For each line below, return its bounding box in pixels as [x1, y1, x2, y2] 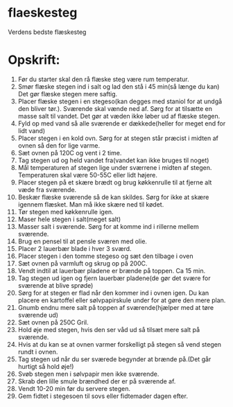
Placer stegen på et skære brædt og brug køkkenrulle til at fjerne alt [17, 178, 212, 187]
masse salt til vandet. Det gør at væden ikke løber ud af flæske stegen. [17, 112, 221, 120]
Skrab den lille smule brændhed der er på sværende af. [17, 376, 176, 386]
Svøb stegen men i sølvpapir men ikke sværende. [17, 370, 159, 378]
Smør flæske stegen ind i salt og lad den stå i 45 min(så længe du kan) [17, 82, 220, 91]
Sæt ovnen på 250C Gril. [17, 318, 89, 327]
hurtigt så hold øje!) [17, 362, 74, 370]
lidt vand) [17, 126, 46, 135]
